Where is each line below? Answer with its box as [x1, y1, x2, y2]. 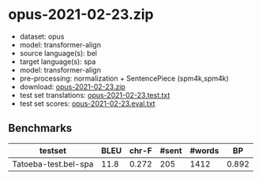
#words [189, 144, 219, 156]
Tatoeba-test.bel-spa [12, 158, 94, 169]
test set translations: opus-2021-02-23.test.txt [19, 90, 170, 99]
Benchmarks [8, 122, 73, 135]
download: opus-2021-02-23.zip [19, 81, 126, 92]
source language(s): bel [19, 48, 97, 58]
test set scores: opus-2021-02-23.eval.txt [19, 99, 155, 108]
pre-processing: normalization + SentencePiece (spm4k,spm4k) [19, 73, 229, 83]
